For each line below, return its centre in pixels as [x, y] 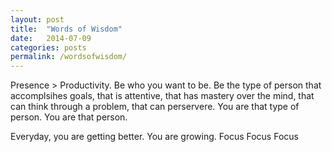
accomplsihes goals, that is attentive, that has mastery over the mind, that [162, 96]
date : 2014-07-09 [51, 38]
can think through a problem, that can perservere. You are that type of [155, 107]
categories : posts [48, 47]
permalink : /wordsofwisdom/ [69, 57]
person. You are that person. [69, 117]
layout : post [37, 19]
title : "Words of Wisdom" [66, 29]
